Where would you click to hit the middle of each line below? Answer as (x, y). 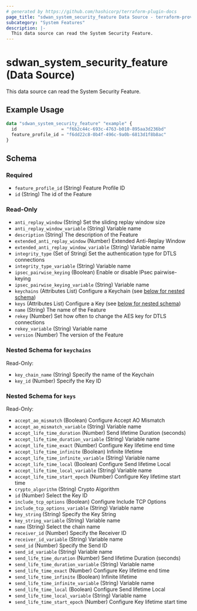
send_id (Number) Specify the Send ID (61, 545)
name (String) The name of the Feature (60, 310)
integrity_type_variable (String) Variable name (72, 266)
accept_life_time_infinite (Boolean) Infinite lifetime (78, 451)
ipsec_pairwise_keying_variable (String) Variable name (82, 285)
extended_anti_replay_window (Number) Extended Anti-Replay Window (100, 241)
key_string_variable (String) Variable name (67, 520)
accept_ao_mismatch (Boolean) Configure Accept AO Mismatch (90, 420)
